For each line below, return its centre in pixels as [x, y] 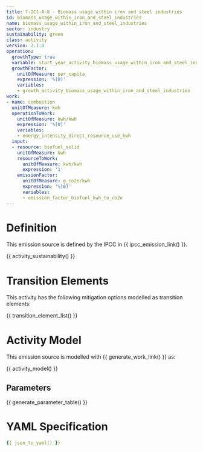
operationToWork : [34, 113]
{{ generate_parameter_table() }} [47, 402]
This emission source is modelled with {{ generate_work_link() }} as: [91, 357]
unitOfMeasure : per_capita [51, 74]
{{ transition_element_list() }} [42, 316]
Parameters [29, 387]
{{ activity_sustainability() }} [41, 256]
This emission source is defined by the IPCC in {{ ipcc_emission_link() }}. [97, 244]
